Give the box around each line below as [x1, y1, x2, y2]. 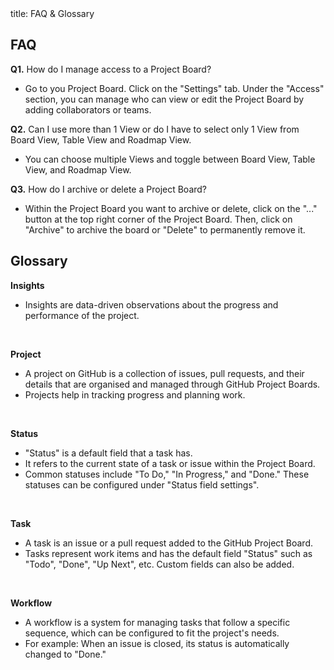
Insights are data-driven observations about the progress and [24, 298, 279, 311]
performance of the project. [24, 309, 140, 321]
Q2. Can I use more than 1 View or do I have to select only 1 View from [10, 123, 300, 135]
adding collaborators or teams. [24, 103, 152, 116]
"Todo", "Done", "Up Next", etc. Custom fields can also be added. [24, 558, 295, 570]
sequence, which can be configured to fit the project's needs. [24, 627, 280, 639]
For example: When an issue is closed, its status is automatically [24, 637, 290, 649]
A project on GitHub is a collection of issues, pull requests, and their [24, 367, 305, 379]
